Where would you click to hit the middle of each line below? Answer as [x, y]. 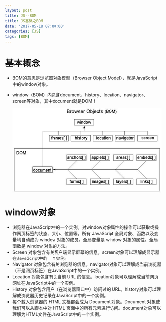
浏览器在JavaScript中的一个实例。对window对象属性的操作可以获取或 [83, 227]
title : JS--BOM [21, 16]
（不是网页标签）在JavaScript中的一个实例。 [58, 271]
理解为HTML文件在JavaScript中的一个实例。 [58, 314]
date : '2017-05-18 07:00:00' [35, 26]
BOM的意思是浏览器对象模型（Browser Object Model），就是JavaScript [85, 78]
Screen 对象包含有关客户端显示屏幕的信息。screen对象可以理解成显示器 [86, 252]
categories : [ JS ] [23, 32]
